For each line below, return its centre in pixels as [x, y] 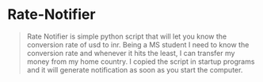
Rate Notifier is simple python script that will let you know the [127, 36]
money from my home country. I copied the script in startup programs [141, 61]
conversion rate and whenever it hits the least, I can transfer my [131, 53]
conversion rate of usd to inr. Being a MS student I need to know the [138, 44]
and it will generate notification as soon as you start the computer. [135, 69]
